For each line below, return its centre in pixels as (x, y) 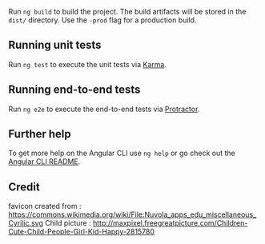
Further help (40, 134)
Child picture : (68, 223)
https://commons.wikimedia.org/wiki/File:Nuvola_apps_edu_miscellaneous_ (132, 214)
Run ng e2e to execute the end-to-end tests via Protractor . (104, 109)
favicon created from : (45, 206)
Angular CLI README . (44, 162)
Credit (24, 187)
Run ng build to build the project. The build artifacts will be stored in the (127, 12)
